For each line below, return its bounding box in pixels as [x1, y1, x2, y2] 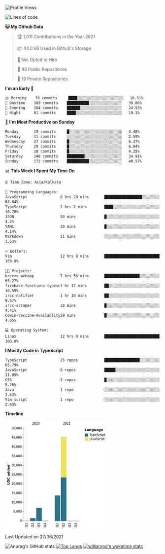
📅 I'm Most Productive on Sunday [5, 119, 75, 125]
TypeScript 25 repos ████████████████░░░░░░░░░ [5, 358, 160, 363]
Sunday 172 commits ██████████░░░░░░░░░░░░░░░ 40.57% [5, 159, 142, 164]
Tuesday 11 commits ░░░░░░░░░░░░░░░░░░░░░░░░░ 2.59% [5, 134, 140, 139]
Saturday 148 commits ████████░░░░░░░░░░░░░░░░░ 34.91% [5, 154, 142, 159]
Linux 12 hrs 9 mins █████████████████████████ [5, 334, 160, 339]
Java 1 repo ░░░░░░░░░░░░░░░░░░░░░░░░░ [5, 387, 160, 392]
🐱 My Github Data [5, 24, 43, 30]
